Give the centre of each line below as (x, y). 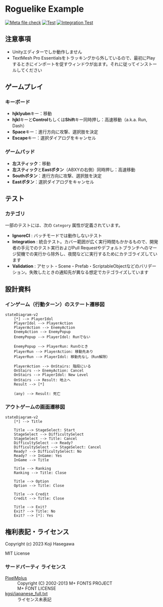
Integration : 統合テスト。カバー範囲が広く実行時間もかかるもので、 (81, 242)
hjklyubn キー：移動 (32, 114)
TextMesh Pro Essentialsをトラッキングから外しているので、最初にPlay (83, 58)
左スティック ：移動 (31, 163)
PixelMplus (16, 578)
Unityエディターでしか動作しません (47, 52)
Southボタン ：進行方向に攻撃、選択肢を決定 (57, 176)
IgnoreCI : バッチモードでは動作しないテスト (57, 236)
